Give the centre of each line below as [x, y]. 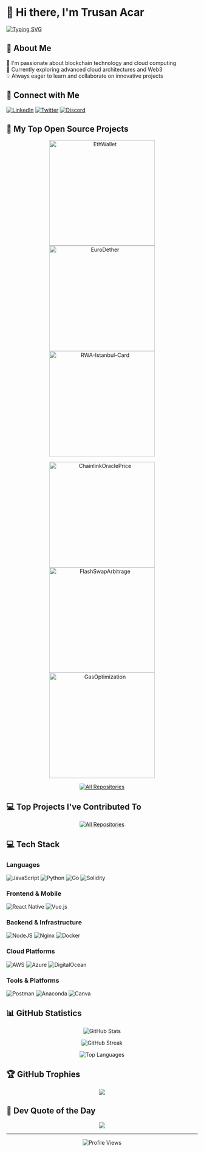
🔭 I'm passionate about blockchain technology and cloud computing [91, 63]
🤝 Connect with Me [43, 96]
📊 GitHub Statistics [44, 1013]
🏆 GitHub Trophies [43, 1075]
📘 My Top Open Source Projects [67, 129]
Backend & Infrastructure [44, 923]
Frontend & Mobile [34, 893]
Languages [23, 864]
